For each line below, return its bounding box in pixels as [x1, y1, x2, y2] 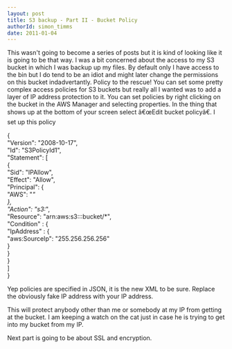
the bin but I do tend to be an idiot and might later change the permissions [7, 71, 219, 79]
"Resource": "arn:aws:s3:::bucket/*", [7, 212, 112, 221]
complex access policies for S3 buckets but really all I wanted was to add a [7, 85, 222, 94]
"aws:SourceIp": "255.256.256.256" [7, 235, 110, 243]
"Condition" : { [7, 220, 48, 228]
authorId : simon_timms [7, 23, 73, 30]
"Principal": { [7, 183, 44, 191]
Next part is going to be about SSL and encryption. [7, 334, 152, 342]
